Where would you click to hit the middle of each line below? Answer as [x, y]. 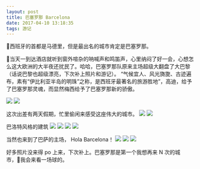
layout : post [23, 12]
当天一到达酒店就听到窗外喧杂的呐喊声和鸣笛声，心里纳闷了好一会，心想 [98, 59]
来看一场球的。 [49, 160]
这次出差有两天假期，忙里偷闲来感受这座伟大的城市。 [72, 114]
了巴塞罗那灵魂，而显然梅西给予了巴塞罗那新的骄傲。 [72, 89]
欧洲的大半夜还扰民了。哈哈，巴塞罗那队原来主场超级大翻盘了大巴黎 [106, 67]
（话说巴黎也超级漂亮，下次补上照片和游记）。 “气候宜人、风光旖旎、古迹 [96, 74]
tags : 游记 [19, 28]
